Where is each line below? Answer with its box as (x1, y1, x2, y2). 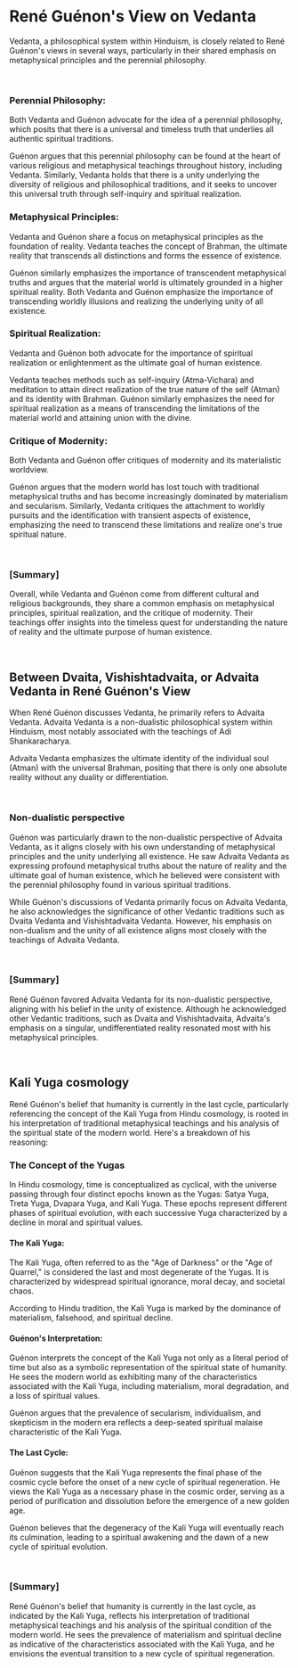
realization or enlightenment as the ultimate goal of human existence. (9, 357, 262, 367)
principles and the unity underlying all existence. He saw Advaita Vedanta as (9, 850, 290, 861)
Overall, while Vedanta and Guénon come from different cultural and (9, 588, 260, 599)
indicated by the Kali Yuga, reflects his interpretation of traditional (9, 1610, 250, 1621)
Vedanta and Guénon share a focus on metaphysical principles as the (9, 231, 264, 242)
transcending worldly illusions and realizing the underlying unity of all (9, 296, 264, 307)
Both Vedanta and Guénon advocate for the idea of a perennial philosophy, (9, 114, 283, 126)
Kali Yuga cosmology (9, 1075, 130, 1090)
